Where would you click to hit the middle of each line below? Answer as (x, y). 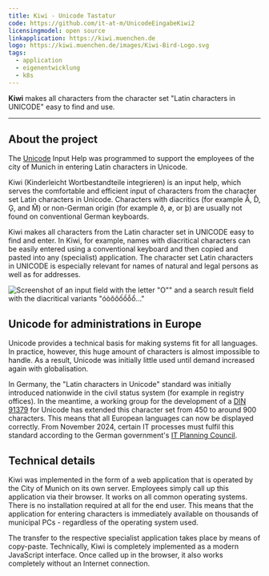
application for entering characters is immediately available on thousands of (133, 514)
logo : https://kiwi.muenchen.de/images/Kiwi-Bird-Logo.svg (109, 46)
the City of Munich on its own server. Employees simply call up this (119, 489)
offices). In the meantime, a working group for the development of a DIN (127, 401)
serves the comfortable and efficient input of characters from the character (132, 191)
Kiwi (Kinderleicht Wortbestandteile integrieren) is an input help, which (125, 183)
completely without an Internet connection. (79, 564)
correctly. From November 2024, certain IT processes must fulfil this (121, 427)
